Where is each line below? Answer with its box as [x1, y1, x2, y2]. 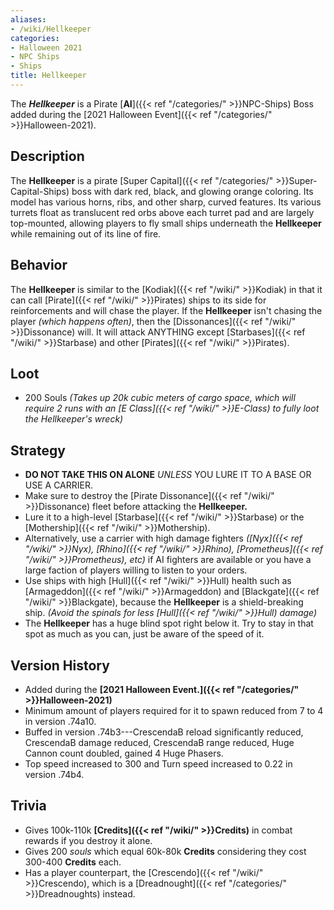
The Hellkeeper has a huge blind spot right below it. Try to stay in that [24, 617, 314, 630]
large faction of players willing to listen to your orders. [24, 564, 248, 576]
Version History [10, 657, 110, 674]
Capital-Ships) [10, 185, 70, 197]
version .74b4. [24, 768, 85, 780]
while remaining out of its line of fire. [10, 227, 162, 240]
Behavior [10, 257, 68, 274]
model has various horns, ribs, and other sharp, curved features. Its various [10, 196, 322, 208]
